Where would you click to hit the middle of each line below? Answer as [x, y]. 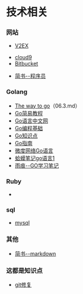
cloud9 [23, 57]
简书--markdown [35, 253]
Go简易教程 [29, 113]
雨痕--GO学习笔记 [37, 166]
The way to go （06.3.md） [47, 106]
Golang [17, 92]
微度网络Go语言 [34, 151]
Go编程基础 [29, 128]
